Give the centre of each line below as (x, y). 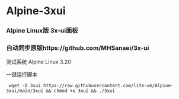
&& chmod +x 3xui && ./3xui (81, 91)
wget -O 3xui (25, 86)
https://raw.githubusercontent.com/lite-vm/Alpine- (108, 86)
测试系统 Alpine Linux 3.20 (39, 62)
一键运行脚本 (22, 75)
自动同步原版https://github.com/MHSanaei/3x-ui (78, 48)
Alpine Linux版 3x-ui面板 (42, 31)
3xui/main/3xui (25, 91)
